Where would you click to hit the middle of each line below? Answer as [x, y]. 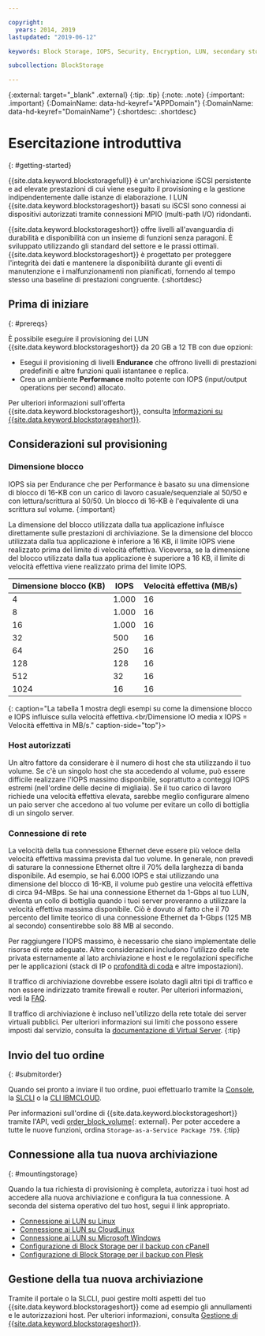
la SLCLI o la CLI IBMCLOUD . [55, 1098]
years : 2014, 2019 [46, 30]
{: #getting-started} [40, 166]
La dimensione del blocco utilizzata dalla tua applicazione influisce [116, 524]
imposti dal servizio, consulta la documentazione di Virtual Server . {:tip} [124, 1031]
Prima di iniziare [49, 304]
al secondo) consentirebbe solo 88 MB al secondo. [91, 926]
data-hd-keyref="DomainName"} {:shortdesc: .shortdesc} [103, 112]
